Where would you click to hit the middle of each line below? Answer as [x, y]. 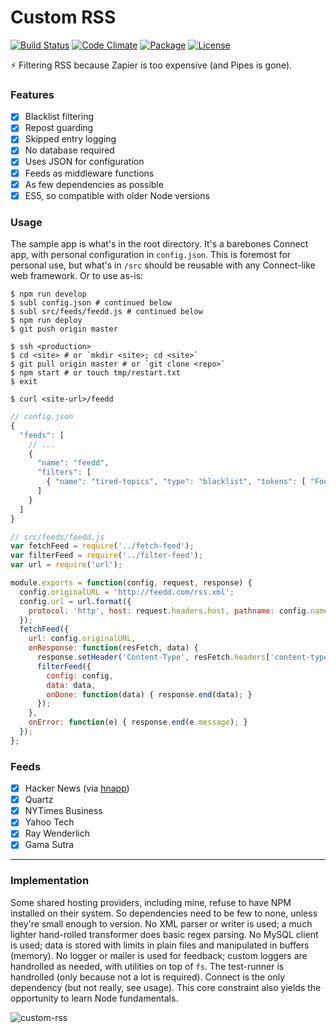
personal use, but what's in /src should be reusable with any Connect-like [163, 265]
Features [32, 94]
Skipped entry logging [70, 139]
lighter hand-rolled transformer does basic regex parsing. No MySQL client [164, 934]
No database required [69, 150]
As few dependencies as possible [94, 184]
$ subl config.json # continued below [91, 303]
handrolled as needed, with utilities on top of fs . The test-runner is [147, 966]
